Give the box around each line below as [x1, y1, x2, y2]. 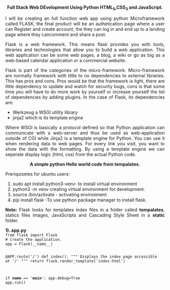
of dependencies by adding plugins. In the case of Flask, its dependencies [5, 94, 165, 100]
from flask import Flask [5, 232, 58, 237]
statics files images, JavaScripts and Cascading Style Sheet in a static [5, 212, 165, 218]
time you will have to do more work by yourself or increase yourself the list [5, 89, 165, 95]
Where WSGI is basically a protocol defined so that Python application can [5, 124, 165, 131]
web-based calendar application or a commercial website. [5, 57, 126, 63]
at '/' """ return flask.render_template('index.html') [5, 258, 125, 264]
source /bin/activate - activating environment [12, 191, 107, 197]
